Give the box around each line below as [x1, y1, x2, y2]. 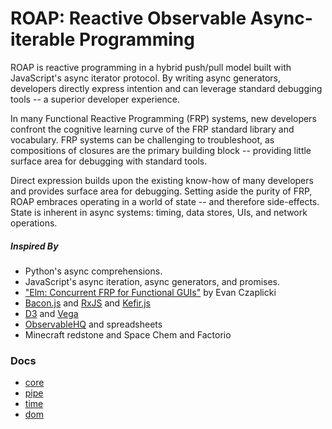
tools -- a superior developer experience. [10, 93, 180, 105]
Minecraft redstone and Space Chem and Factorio [24, 328, 232, 341]
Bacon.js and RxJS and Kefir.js [24, 297, 151, 309]
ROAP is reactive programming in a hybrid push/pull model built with [10, 61, 292, 73]
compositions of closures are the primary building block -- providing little [10, 144, 312, 156]
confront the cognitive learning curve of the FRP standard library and [10, 123, 295, 135]
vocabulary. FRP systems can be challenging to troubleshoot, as [10, 133, 275, 146]
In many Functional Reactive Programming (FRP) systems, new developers [10, 112, 317, 124]
